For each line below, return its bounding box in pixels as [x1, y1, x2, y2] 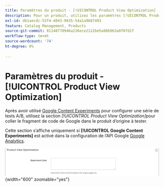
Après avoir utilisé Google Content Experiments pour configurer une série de [5, 107, 159, 113]
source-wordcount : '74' [5, 39, 54, 44]
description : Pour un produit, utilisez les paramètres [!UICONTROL [5, 13, 147, 18]
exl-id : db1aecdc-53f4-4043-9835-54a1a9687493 [5, 18, 102, 23]
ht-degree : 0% [5, 44, 34, 49]
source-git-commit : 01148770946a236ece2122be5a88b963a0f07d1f [5, 28, 134, 34]
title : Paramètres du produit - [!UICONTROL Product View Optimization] [5, 8, 156, 13]
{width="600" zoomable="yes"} [5, 176, 70, 182]
